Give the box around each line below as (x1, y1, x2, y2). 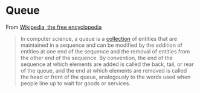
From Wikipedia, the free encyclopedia (5, 23, 102, 31)
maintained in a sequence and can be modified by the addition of (20, 41, 182, 49)
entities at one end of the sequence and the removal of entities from (20, 47, 190, 55)
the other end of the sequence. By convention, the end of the (20, 54, 173, 61)
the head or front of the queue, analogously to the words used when (20, 73, 191, 80)
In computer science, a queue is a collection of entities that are (20, 35, 178, 42)
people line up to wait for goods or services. (20, 79, 131, 87)
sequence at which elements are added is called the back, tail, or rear (20, 61, 194, 68)
